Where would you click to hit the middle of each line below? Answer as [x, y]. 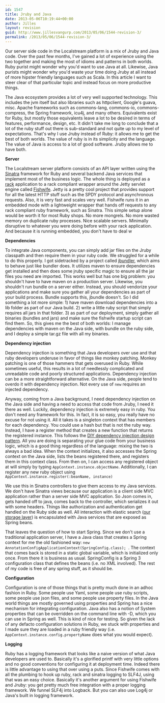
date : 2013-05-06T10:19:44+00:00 [39, 19]
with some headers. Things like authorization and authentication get [74, 506]
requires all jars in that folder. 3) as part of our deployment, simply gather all [82, 313]
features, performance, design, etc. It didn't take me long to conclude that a [82, 123]
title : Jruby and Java [28, 14]
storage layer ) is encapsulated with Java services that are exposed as [76, 517]
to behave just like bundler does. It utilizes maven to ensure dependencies [80, 265]
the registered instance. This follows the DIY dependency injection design [80, 435]
